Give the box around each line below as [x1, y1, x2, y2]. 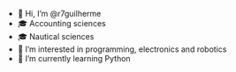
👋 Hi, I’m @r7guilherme [17, 9, 102, 18]
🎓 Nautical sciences [17, 32, 95, 41]
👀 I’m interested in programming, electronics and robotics [17, 44, 227, 54]
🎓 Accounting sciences [17, 18, 106, 28]
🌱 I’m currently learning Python [17, 54, 131, 63]
